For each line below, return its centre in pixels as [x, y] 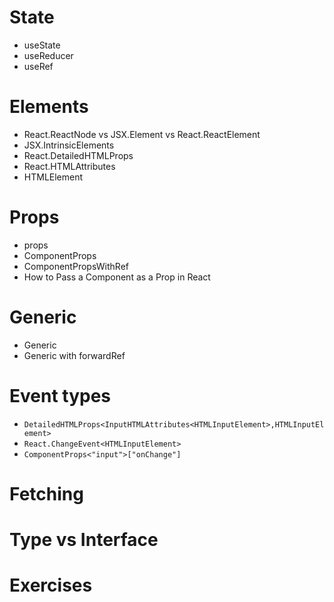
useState [42, 45]
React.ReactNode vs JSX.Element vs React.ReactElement [142, 134]
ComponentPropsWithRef [76, 266]
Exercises [51, 585]
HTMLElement [53, 177]
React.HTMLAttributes [69, 166]
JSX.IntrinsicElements [69, 145]
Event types [60, 395]
